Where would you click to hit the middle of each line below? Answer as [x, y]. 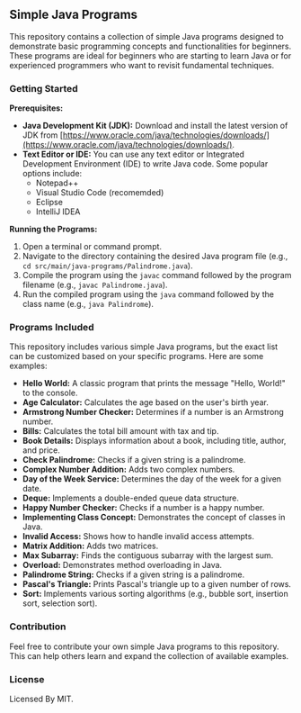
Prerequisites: [36, 108]
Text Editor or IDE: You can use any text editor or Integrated [133, 154]
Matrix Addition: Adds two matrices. [90, 546]
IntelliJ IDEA [58, 212]
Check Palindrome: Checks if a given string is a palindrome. [134, 460]
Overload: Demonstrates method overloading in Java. [122, 565]
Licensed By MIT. [41, 699]
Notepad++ [57, 183]
